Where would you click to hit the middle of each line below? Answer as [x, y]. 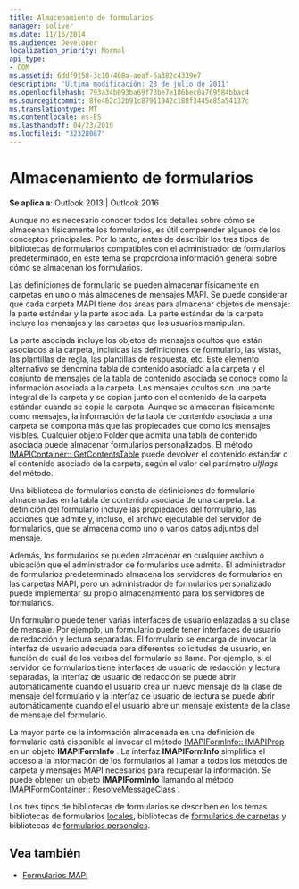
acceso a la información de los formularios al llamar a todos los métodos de [148, 760]
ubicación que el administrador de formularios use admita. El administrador [147, 565]
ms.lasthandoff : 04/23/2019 [62, 126]
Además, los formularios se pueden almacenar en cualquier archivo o [137, 555]
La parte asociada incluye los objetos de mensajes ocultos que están [136, 340]
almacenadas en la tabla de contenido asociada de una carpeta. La [133, 499]
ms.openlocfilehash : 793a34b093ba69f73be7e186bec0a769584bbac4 [129, 92]
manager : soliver [42, 26]
